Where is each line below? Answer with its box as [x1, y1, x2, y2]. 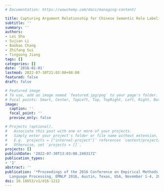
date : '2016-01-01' [5, 66, 45, 71]
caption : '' [9, 106, 34, 111]
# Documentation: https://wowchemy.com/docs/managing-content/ [5, 7, 137, 12]
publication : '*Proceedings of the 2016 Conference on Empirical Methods [5, 169, 159, 174]
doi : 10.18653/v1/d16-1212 [5, 178, 60, 183]
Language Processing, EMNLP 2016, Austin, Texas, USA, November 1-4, [9, 174, 154, 179]
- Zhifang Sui [5, 47, 34, 53]
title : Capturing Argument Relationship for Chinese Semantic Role [5, 16, 145, 21]
